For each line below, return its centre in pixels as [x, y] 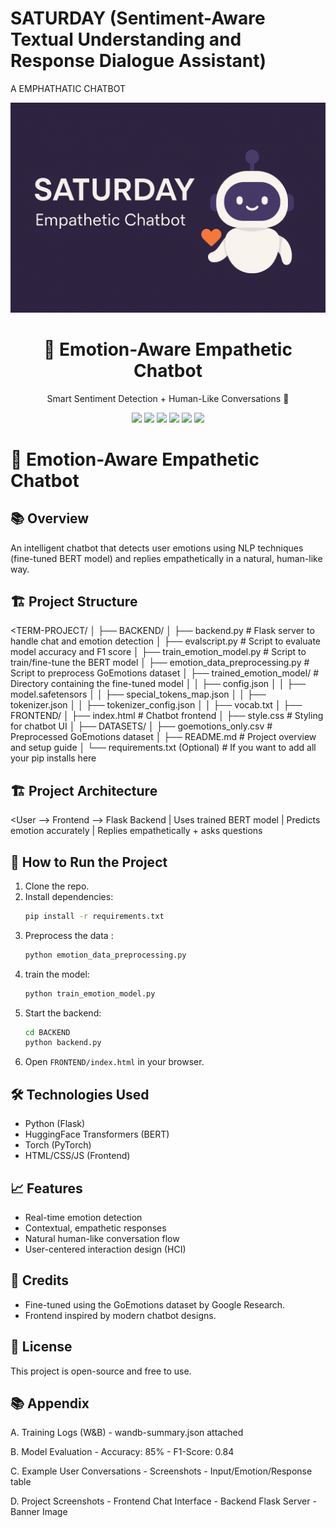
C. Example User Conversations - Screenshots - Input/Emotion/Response [161, 1471]
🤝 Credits [40, 1280]
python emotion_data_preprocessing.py [105, 955]
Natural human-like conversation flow [102, 1238]
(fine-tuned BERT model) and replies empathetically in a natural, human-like [166, 558]
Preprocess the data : [69, 935]
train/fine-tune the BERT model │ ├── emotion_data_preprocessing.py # [160, 663]
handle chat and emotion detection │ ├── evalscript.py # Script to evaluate [166, 641]
